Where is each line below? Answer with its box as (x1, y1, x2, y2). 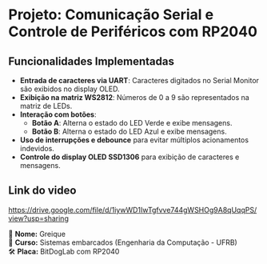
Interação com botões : (19, 110, 97, 119)
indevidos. (19, 144, 54, 153)
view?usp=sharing (8, 214, 70, 223)
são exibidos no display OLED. (19, 84, 120, 94)
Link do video (8, 184, 77, 198)
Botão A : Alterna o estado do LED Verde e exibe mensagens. (31, 118, 233, 127)
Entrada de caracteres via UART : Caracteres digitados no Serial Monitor (19, 76, 260, 85)
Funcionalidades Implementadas (8, 54, 174, 68)
